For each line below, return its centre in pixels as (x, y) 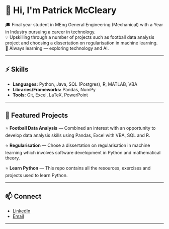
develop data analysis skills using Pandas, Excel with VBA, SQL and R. (78, 135)
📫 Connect (23, 196)
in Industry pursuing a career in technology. (50, 32)
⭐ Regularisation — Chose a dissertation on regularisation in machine (78, 145)
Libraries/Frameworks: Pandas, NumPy (54, 89)
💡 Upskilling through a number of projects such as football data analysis (80, 37)
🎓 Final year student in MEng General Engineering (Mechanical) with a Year (84, 24)
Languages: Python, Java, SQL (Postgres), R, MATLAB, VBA (75, 84)
